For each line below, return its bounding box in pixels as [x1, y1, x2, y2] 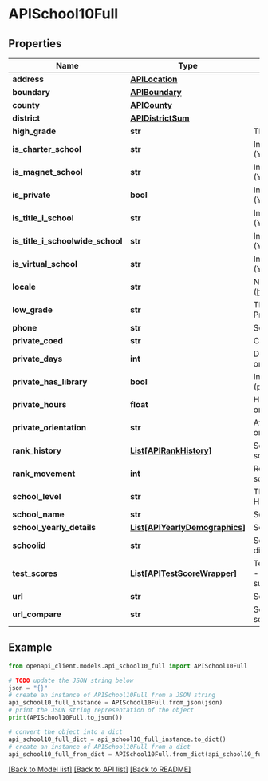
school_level [12, 491, 61, 502]
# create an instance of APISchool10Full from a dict [8, 743, 191, 751]
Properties [8, 37, 62, 50]
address [12, 73, 45, 85]
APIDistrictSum [130, 113, 190, 124]
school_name [12, 509, 65, 520]
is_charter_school [12, 144, 82, 154]
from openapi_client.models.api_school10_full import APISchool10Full [8, 662, 248, 670]
